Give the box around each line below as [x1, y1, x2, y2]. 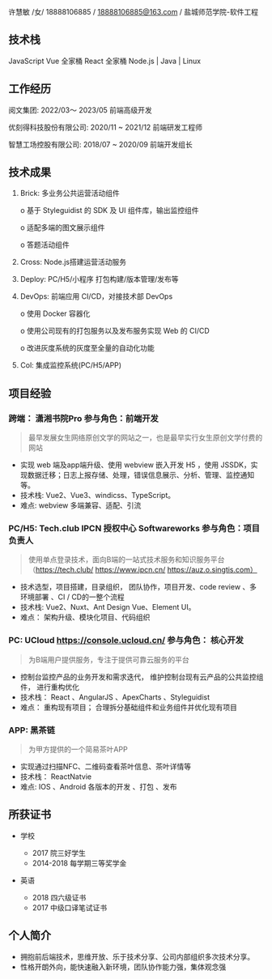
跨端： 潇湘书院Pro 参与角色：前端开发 [8, 412, 159, 424]
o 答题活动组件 [19, 240, 70, 249]
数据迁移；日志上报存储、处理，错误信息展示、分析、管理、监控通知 [27, 470, 255, 480]
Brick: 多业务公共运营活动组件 [19, 189, 120, 198]
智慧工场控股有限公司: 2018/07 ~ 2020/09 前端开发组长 [8, 139, 193, 149]
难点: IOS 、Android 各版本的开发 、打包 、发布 [19, 782, 177, 792]
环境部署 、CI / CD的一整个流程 [19, 592, 125, 602]
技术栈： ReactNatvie [19, 772, 91, 781]
